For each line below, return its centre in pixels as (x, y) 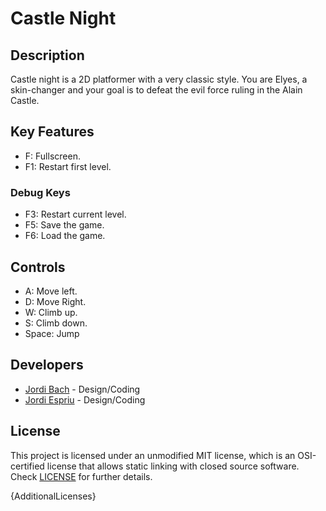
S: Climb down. (56, 323)
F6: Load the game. (65, 236)
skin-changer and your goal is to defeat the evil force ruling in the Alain (156, 90)
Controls (38, 267)
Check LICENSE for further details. (81, 476)
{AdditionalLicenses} (53, 496)
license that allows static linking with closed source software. (173, 466)
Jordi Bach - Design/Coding (82, 389)
